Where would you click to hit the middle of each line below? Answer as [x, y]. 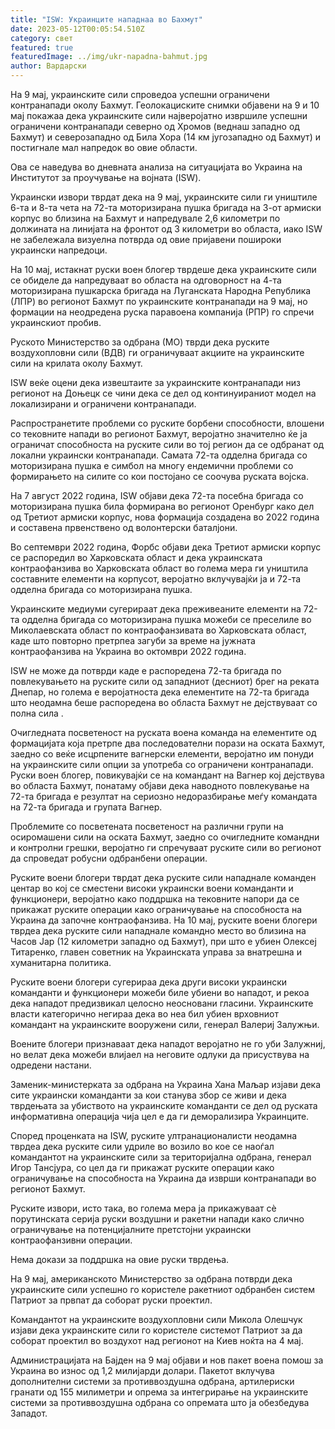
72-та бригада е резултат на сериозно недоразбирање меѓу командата [164, 796]
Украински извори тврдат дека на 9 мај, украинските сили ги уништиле [164, 197]
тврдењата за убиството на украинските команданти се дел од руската [164, 1105]
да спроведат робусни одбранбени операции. [109, 858]
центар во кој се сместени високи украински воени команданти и [152, 888]
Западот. [29, 1413]
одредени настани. [51, 1065]
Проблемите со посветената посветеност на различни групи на [147, 826]
